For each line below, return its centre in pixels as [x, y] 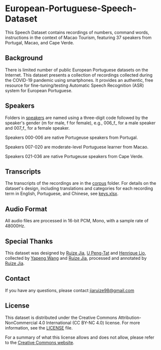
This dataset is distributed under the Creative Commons [61, 317]
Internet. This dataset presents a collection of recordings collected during [79, 75]
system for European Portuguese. [39, 90]
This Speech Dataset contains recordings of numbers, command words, [77, 32]
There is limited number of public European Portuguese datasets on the [77, 70]
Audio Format [26, 209]
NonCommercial [21, 323]
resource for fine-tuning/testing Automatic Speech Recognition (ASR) [75, 85]
